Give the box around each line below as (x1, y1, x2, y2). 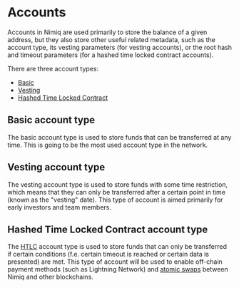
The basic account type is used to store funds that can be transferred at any (7, 133, 232, 141)
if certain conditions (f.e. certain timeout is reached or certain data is (7, 250, 209, 259)
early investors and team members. (7, 202, 112, 211)
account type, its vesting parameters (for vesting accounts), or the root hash (7, 43, 232, 51)
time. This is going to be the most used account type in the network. (7, 140, 208, 149)
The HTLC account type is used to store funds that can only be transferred (7, 242, 227, 251)
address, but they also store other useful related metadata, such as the (7, 35, 215, 43)
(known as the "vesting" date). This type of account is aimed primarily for (7, 195, 223, 204)
